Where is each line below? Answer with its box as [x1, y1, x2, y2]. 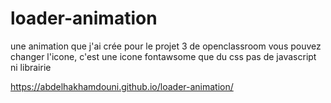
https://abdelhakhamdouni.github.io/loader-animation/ [10, 80, 234, 92]
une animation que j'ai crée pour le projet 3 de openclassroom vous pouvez [10, 40, 322, 52]
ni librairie [10, 61, 52, 73]
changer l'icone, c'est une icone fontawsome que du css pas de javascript [10, 50, 317, 62]
